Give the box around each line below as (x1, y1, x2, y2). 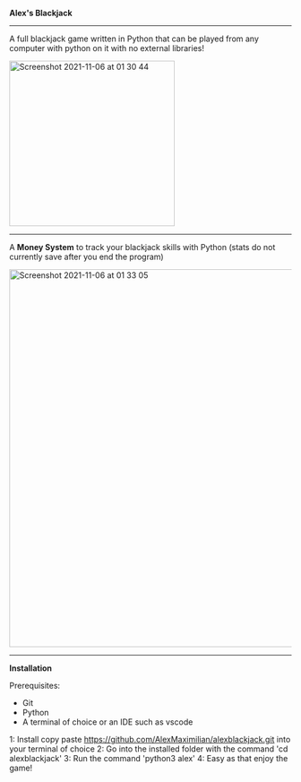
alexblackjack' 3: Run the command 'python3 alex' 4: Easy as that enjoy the (9, 753, 288, 763)
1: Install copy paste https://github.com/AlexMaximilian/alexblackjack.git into (9, 734, 291, 744)
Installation (9, 663, 52, 673)
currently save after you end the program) (9, 251, 164, 262)
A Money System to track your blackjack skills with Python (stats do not (9, 242, 276, 252)
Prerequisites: (9, 681, 61, 691)
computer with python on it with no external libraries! (9, 43, 204, 53)
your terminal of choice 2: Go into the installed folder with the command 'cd (9, 743, 288, 754)
